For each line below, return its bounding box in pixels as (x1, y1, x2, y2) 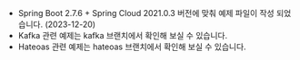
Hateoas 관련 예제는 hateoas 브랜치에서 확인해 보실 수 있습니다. (17, 41, 247, 52)
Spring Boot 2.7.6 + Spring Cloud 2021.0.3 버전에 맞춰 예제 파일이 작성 (17, 8, 275, 18)
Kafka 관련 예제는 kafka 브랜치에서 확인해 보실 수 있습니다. (17, 30, 228, 40)
